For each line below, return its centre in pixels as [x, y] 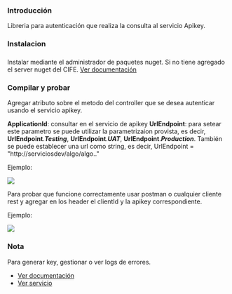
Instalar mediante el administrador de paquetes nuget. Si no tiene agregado [116, 62]
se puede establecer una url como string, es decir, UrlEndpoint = [101, 147]
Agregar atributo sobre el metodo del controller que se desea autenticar [111, 103]
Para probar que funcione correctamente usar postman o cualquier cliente [115, 194]
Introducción [30, 11]
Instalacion [27, 44]
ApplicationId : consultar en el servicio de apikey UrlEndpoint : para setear [115, 124]
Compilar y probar [39, 88]
